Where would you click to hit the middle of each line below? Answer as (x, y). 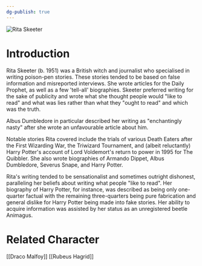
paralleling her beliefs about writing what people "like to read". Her (89, 183)
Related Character (53, 239)
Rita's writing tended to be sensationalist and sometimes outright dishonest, (101, 176)
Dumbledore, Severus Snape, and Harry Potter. (65, 165)
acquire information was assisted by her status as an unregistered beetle (97, 208)
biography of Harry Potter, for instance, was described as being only (92, 189)
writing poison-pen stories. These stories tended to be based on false (93, 77)
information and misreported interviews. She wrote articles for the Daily (95, 83)
